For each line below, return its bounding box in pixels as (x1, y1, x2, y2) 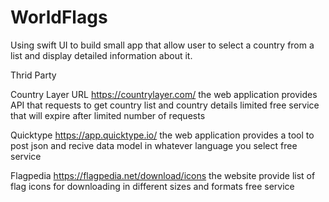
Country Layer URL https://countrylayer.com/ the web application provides (10, 88, 318, 100)
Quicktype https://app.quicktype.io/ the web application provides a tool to (10, 129, 315, 141)
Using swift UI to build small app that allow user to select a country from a (10, 39, 315, 51)
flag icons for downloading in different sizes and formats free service (10, 180, 295, 192)
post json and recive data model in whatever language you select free (10, 139, 298, 151)
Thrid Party (10, 69, 57, 81)
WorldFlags (10, 6, 108, 29)
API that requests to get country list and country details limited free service (10, 99, 320, 111)
